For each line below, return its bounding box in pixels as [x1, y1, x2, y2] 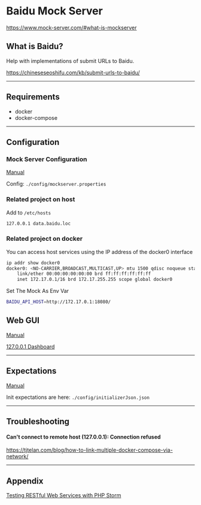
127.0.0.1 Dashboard [6, 343, 55, 350]
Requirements [6, 92, 60, 102]
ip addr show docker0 [6, 259, 60, 266]
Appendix [6, 476, 44, 486]
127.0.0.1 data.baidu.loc [6, 220, 71, 226]
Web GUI [6, 316, 40, 326]
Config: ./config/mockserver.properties [6, 180, 106, 188]
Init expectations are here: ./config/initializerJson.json [6, 394, 150, 401]
